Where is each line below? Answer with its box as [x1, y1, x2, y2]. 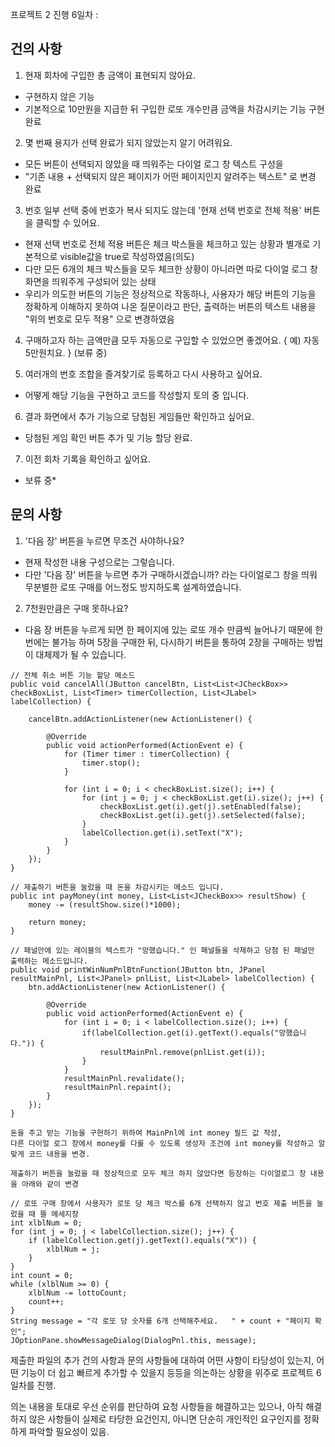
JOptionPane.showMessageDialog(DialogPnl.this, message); [10, 1335, 257, 1345]
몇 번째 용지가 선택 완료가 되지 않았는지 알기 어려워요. [24, 136, 233, 148]
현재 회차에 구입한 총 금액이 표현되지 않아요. [24, 69, 197, 81]
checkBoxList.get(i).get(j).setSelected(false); [99, 810, 307, 820]
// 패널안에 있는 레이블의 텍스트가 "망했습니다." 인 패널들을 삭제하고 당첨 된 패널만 [10, 945, 315, 955]
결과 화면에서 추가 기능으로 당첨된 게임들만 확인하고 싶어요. [24, 410, 255, 422]
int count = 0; [10, 1270, 74, 1280]
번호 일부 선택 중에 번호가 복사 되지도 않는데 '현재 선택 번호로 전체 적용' [24, 204, 302, 216]
